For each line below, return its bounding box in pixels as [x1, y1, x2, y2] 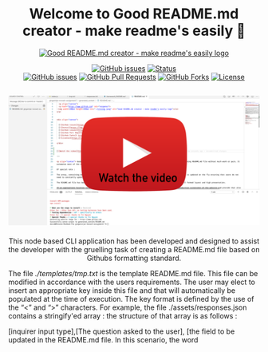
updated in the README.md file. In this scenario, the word [8, 334, 199, 344]
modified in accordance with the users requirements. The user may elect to [8, 277, 255, 287]
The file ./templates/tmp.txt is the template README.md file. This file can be [8, 268, 258, 278]
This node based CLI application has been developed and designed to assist [8, 236, 260, 246]
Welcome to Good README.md [29, 5, 239, 23]
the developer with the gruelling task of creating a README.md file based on [8, 244, 260, 254]
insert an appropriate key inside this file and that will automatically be [8, 285, 236, 295]
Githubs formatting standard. [86, 253, 182, 263]
